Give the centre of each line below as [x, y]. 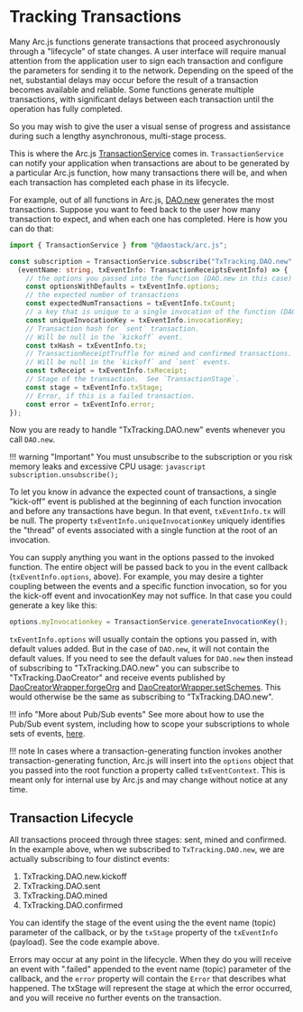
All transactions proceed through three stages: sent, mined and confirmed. [148, 840]
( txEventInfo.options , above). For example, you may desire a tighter [137, 576]
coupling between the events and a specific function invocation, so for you [148, 586]
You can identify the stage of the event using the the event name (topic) [143, 923]
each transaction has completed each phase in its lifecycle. [119, 182]
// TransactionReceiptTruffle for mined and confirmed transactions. [159, 354]
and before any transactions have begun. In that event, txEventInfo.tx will [147, 511]
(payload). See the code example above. [85, 942]
